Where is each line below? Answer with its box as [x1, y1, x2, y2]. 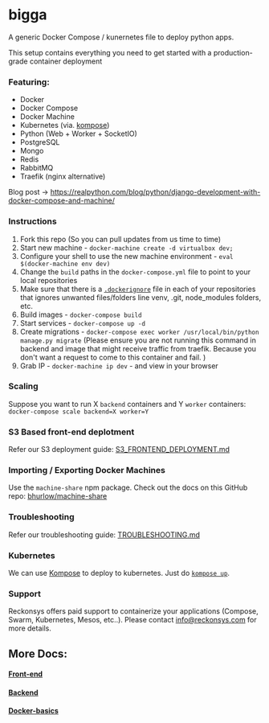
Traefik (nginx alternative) [19, 171, 106, 182]
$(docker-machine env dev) [19, 260, 111, 268]
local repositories [19, 275, 78, 285]
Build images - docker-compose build [19, 310, 142, 319]
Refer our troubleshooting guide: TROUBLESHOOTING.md [8, 529, 201, 540]
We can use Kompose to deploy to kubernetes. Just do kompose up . [8, 569, 230, 578]
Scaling [8, 380, 39, 392]
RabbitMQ [19, 163, 54, 173]
